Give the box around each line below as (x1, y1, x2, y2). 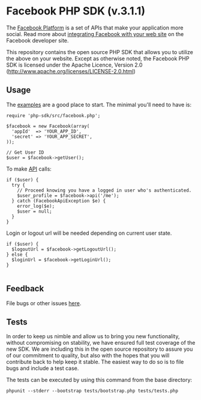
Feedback (6, 283, 44, 294)
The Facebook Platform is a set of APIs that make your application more (6, 24, 184, 31)
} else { (6, 251, 28, 258)
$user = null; (17, 208, 52, 214)
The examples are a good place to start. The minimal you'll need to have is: (6, 101, 192, 108)
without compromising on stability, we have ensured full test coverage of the (6, 339, 196, 347)
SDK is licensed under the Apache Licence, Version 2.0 (6, 61, 143, 68)
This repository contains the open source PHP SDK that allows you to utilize (6, 48, 193, 55)
